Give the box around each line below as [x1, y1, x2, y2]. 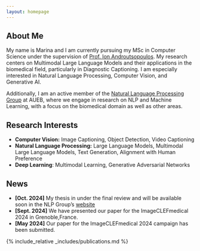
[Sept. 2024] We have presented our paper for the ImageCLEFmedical [14, 207, 189, 215]
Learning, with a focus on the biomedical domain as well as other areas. [6, 103, 183, 110]
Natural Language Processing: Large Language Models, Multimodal [14, 142, 183, 149]
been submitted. [14, 226, 56, 234]
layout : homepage [6, 8, 50, 15]
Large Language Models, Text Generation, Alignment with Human [14, 149, 176, 156]
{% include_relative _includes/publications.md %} [6, 238, 128, 245]
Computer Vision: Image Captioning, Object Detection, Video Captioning [14, 136, 195, 143]
